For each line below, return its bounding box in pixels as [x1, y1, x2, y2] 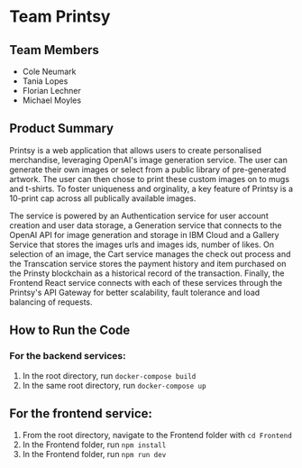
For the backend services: [9, 350, 126, 362]
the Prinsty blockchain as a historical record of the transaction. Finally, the [9, 268, 285, 279]
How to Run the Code [9, 323, 131, 338]
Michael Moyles [22, 95, 82, 106]
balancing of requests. [9, 296, 93, 307]
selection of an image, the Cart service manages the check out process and [9, 248, 291, 259]
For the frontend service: [9, 406, 153, 421]
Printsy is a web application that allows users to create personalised [9, 144, 261, 155]
